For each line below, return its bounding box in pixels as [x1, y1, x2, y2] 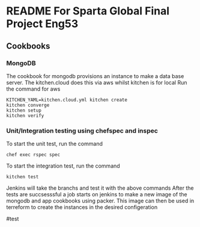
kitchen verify [6, 112, 44, 118]
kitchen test [6, 174, 39, 180]
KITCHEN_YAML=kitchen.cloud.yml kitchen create [6, 97, 128, 103]
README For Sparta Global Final [6, 4, 170, 18]
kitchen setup [6, 107, 42, 114]
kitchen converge [6, 102, 50, 108]
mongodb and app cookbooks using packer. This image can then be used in [6, 197, 195, 205]
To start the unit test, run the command [6, 140, 103, 148]
